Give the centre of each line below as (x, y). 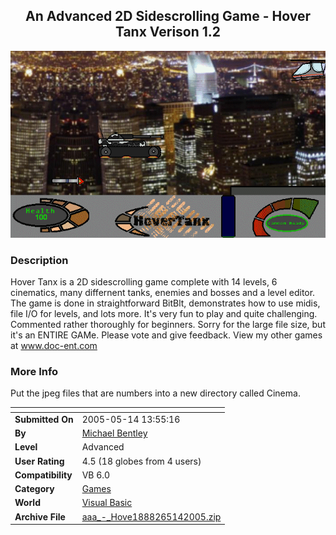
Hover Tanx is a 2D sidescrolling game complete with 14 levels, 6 (144, 281)
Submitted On (44, 419)
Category (34, 489)
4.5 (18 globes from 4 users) (141, 461)
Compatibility (43, 475)
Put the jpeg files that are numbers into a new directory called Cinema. (155, 393)
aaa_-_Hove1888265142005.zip (151, 516)
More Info (34, 371)
